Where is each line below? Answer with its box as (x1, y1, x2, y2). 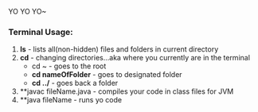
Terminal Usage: (8, 26, 73, 37)
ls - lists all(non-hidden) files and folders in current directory (19, 44, 219, 54)
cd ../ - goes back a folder (31, 79, 119, 88)
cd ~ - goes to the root (31, 61, 107, 71)
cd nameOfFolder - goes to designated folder (31, 70, 182, 79)
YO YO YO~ (8, 7, 47, 16)
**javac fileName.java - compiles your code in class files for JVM (19, 87, 234, 96)
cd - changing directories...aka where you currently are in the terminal (19, 53, 251, 63)
